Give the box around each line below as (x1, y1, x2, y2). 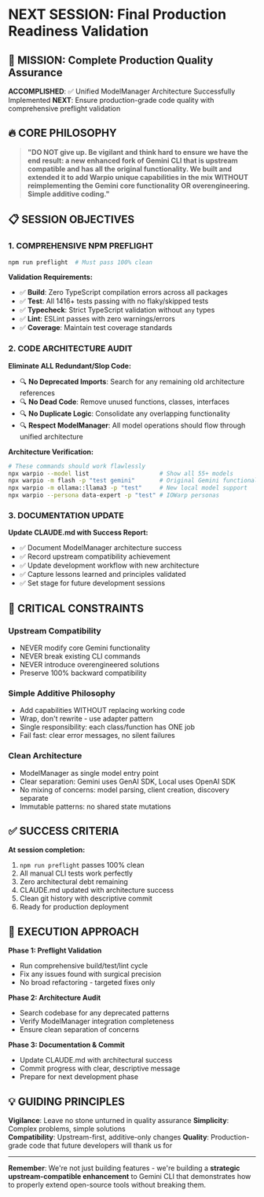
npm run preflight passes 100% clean (19, 861, 145, 870)
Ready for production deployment (19, 902, 129, 912)
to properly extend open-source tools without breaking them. (8, 1180, 207, 1190)
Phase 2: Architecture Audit (8, 993, 101, 1003)
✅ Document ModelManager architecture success (19, 543, 182, 553)
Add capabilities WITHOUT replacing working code (19, 706, 185, 715)
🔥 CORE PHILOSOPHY (8, 127, 117, 140)
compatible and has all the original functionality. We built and (27, 163, 232, 174)
